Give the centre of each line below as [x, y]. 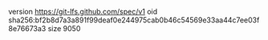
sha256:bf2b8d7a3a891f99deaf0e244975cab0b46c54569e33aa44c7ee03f [134, 20]
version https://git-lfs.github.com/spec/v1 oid [83, 12]
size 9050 [64, 28]
